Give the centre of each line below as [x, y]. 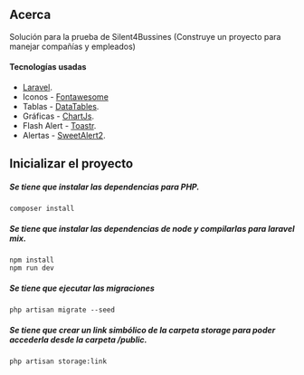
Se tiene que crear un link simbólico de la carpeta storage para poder [142, 330]
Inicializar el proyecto [71, 163]
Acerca [30, 15]
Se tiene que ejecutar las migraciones [82, 288]
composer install [42, 209]
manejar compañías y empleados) [72, 46]
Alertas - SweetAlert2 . [64, 136]
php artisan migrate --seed [62, 310]
